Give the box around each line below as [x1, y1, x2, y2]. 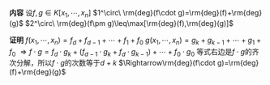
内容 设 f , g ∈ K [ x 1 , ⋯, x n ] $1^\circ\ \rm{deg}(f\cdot [9, 8, 177, 19]
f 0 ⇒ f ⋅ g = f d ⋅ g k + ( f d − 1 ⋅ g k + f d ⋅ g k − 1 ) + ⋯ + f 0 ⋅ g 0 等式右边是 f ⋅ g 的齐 [9, 46, 259, 58]
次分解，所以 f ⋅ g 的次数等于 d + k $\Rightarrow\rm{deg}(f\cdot [9, 58, 216, 68]
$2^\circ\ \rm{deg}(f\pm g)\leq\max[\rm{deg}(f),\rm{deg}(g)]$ [24, 18, 234, 28]
